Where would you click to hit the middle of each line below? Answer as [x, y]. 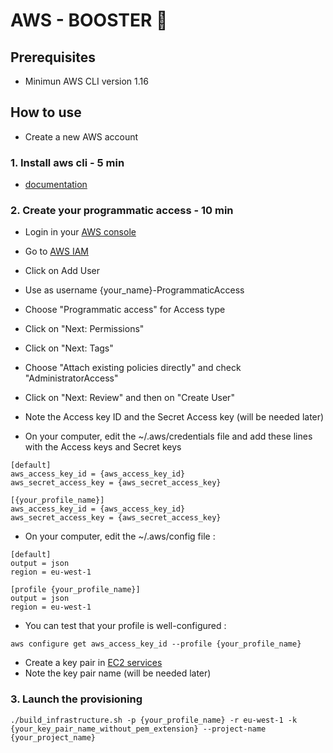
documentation [56, 185]
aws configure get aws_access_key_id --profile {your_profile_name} [156, 644]
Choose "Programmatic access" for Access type [125, 310]
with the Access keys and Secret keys [103, 447]
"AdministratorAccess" [71, 378]
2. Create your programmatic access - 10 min [122, 211]
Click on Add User [62, 271]
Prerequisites [53, 57]
